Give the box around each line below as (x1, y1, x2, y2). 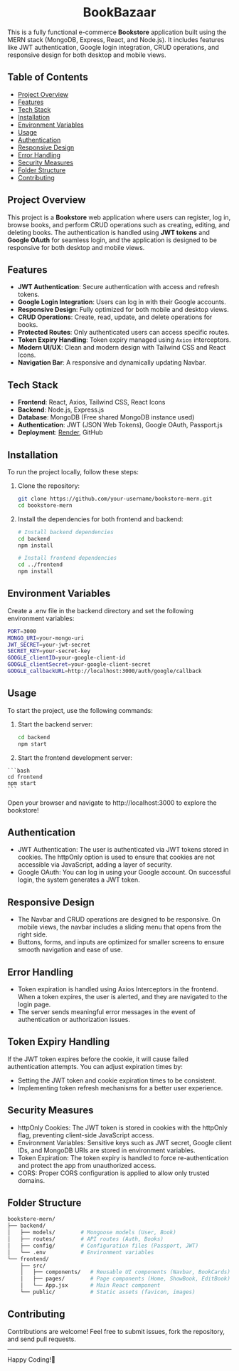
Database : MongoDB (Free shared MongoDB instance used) (17, 413, 195, 422)
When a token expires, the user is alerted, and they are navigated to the (17, 992, 228, 1001)
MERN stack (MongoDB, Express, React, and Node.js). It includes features (7, 35, 225, 43)
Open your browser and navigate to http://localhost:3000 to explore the (7, 798, 217, 807)
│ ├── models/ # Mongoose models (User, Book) (7, 1229, 176, 1236)
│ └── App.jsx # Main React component (20, 1282, 161, 1289)
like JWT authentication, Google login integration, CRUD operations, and (7, 43, 219, 51)
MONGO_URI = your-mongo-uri (7, 635, 84, 642)
